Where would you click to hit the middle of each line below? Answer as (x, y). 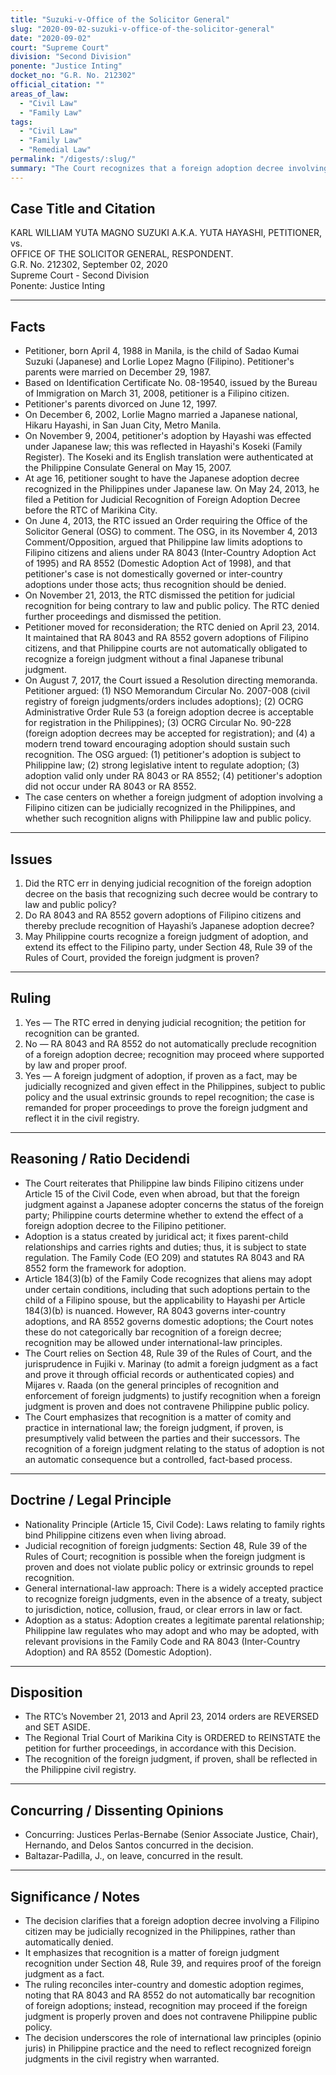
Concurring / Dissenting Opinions (117, 1810)
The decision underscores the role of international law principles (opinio (173, 2037)
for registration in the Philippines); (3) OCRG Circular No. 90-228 (158, 723)
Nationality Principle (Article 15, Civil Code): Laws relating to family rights (175, 1524)
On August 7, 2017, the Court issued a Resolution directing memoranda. (171, 680)
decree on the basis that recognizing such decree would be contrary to (171, 894)
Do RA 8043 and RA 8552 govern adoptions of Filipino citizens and (163, 915)
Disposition (46, 1692)
